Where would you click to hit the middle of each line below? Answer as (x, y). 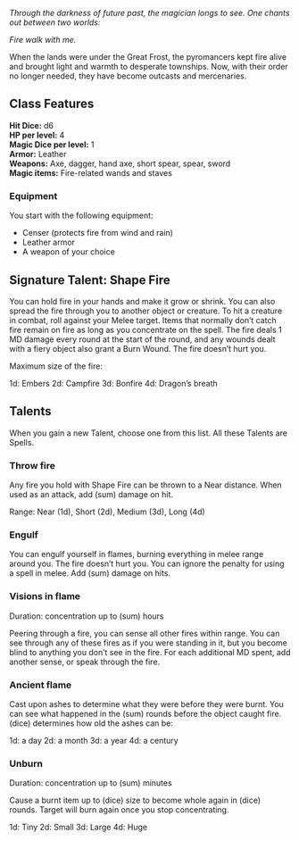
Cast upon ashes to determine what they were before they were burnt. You (146, 704)
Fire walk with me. (43, 40)
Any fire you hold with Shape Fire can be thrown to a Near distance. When (146, 485)
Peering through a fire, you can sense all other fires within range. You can (145, 633)
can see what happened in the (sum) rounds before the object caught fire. (145, 713)
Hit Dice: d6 (32, 125)
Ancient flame (41, 685)
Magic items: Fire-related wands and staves (91, 172)
